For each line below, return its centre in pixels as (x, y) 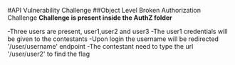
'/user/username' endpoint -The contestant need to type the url (100, 46)
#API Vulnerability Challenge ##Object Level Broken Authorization (104, 10)
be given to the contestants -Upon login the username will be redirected (113, 39)
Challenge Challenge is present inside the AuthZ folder (90, 18)
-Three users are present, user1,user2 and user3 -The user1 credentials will (117, 31)
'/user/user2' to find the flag (49, 54)
